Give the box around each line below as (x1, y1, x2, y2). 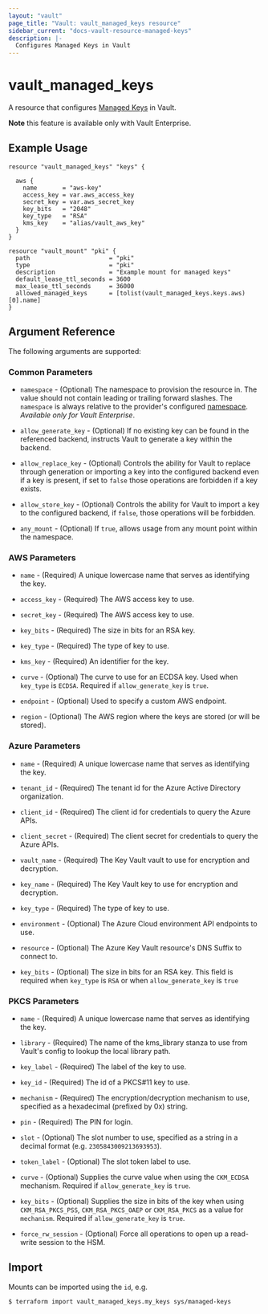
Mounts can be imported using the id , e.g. (8, 1282, 148, 1292)
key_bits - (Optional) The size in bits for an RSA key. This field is (19, 966, 233, 976)
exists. (19, 483, 42, 494)
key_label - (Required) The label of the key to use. (19, 1061, 187, 1072)
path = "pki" (15, 254, 135, 262)
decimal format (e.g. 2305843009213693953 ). (19, 1141, 162, 1150)
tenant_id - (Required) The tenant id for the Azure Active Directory (19, 783, 241, 792)
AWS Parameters (8, 551, 76, 563)
